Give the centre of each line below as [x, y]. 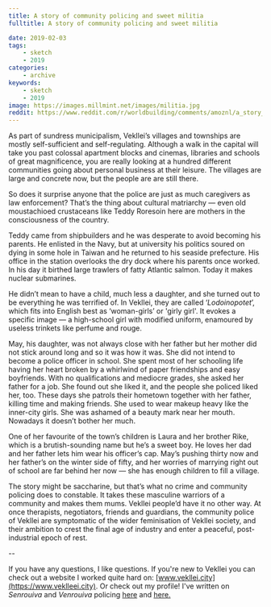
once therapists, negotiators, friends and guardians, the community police [131, 512]
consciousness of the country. [59, 220]
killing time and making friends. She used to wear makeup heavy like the [129, 404]
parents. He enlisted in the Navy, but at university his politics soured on [127, 244]
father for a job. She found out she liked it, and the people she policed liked [133, 387]
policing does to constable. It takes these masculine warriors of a [117, 495]
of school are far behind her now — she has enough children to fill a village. [134, 471]
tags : [17, 45]
